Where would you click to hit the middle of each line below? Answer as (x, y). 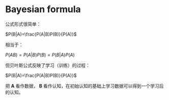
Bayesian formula (43, 9)
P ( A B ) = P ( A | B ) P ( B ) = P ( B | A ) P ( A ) (40, 55)
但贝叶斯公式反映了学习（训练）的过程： (48, 65)
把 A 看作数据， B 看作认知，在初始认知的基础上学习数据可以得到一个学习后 (84, 86)
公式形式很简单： (23, 24)
